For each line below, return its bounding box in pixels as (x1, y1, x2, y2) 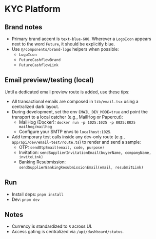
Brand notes (4, 23, 42, 31)
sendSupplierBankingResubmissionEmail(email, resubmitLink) (19, 165, 144, 170)
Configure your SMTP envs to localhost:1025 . (19, 129, 112, 134)
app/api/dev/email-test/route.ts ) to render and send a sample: (11, 139, 141, 145)
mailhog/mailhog (19, 124, 52, 129)
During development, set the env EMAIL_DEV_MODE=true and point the (11, 109, 148, 114)
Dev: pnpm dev (11, 196, 40, 202)
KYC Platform (4, 3, 60, 15)
